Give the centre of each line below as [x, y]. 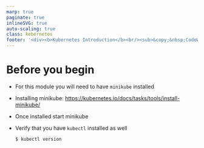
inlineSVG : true [27, 23]
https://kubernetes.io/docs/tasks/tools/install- [122, 98]
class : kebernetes [29, 34]
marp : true [20, 12]
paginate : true [25, 18]
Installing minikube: [39, 98]
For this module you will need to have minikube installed [85, 86]
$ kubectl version [38, 139]
